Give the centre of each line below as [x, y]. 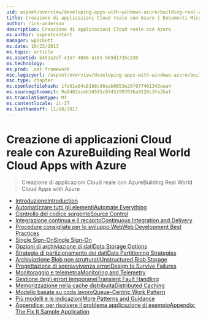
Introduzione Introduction [47, 201]
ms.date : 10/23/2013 [33, 47]
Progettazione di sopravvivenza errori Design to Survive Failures [96, 266]
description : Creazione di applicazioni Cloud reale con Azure [89, 29]
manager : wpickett [30, 41]
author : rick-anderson [35, 23]
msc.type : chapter [30, 80]
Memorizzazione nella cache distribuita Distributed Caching [90, 285]
